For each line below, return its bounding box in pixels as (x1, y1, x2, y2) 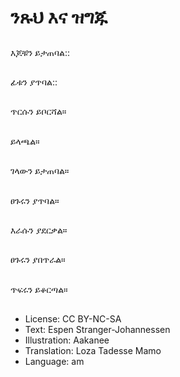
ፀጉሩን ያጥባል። (10, 194, 60, 206)
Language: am (24, 356, 85, 368)
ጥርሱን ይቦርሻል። (10, 106, 67, 118)
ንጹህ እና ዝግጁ (10, 6, 108, 29)
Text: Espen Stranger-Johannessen (24, 324, 171, 336)
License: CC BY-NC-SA (24, 313, 122, 325)
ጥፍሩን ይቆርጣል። (10, 283, 68, 295)
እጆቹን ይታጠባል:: (10, 46, 70, 58)
